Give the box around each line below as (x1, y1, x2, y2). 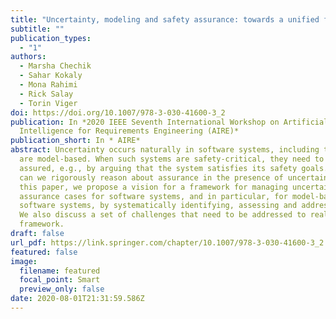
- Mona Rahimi (19, 80, 78, 90)
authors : (10, 52, 47, 62)
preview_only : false (19, 284, 105, 295)
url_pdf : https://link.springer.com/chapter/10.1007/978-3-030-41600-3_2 (10, 237, 325, 248)
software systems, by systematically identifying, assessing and (19, 201, 298, 211)
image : (10, 256, 38, 266)
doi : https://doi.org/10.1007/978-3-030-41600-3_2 (10, 107, 226, 118)
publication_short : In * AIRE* (10, 136, 141, 146)
